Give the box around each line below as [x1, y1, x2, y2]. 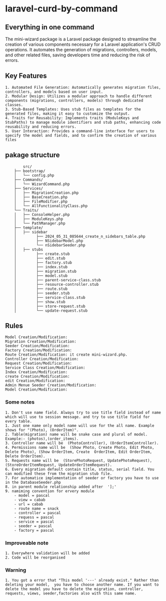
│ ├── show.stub [14, 299, 66, 304]
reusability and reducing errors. [5, 124, 77, 129]
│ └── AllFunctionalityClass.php [14, 203, 88, 208]
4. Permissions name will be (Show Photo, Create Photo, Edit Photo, [5, 445, 155, 450]
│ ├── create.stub [14, 251, 70, 256]
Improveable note [5, 539, 49, 546]
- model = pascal [14, 493, 50, 498]
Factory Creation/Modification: [5, 348, 72, 353]
